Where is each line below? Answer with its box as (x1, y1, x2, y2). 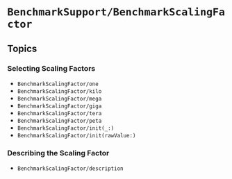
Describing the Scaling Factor (7, 148, 110, 157)
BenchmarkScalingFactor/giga (17, 103, 102, 110)
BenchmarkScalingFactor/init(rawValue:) (17, 132, 136, 139)
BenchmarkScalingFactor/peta (17, 117, 102, 124)
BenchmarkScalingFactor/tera (17, 110, 102, 117)
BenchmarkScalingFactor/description (17, 165, 124, 172)
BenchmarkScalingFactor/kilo (17, 87, 102, 95)
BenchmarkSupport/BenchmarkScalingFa (7, 6, 226, 19)
